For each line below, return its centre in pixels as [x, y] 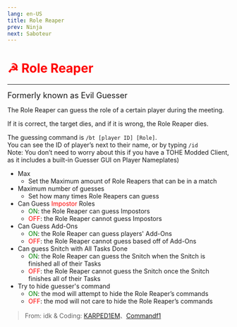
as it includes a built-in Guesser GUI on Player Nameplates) [93, 160]
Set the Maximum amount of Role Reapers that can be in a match [122, 182]
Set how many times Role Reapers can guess [93, 196]
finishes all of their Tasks [64, 279]
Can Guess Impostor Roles [56, 204]
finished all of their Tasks [65, 264]
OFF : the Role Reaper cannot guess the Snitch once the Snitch [119, 271]
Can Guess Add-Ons [48, 226]
